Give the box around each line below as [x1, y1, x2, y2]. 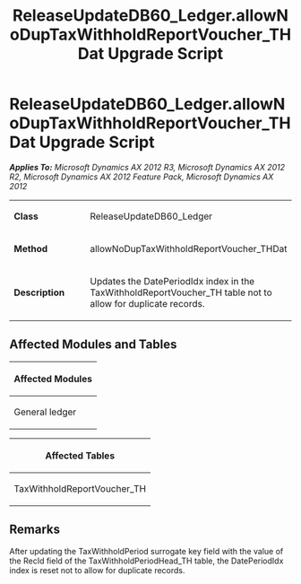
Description [13, 286, 65, 299]
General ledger [13, 405, 77, 418]
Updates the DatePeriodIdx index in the [89, 275, 255, 287]
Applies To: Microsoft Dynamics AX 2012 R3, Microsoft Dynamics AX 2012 [9, 161, 286, 172]
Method [13, 242, 48, 255]
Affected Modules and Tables [9, 337, 177, 353]
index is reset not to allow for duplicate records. [9, 564, 185, 575]
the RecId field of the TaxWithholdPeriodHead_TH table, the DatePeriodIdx [9, 555, 284, 566]
